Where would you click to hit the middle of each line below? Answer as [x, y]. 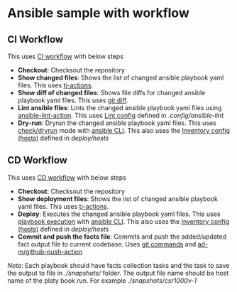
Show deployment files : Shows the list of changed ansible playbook [118, 199]
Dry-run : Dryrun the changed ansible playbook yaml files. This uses [117, 123]
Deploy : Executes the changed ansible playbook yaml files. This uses [119, 214]
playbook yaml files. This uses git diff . [73, 100]
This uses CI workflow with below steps [66, 56]
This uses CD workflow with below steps [67, 177]
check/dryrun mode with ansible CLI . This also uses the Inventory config [124, 130]
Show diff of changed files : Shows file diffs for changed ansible [111, 93]
